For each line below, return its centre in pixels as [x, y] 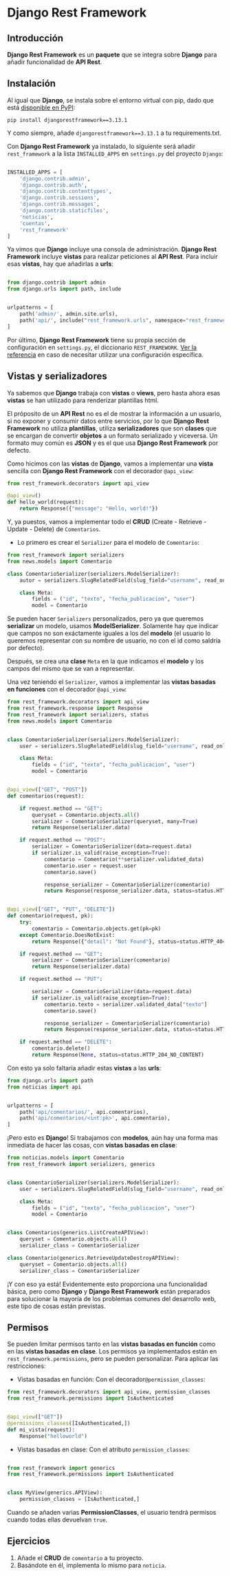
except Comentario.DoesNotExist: [67, 935]
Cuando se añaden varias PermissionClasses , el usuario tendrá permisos [112, 1513]
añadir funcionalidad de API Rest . [55, 62]
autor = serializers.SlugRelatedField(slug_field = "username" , [110, 580]
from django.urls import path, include [64, 289]
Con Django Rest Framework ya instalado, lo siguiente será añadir [101, 146]
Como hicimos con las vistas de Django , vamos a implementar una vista [110, 464]
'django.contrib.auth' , [54, 185]
